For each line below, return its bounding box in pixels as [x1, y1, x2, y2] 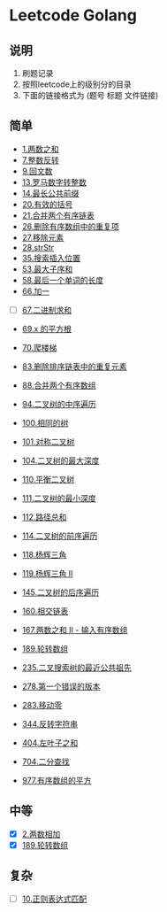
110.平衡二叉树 [21, 474, 75, 484]
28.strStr [21, 242, 55, 252]
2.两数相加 [21, 829, 61, 839]
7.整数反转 [21, 154, 60, 165]
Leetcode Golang [9, 5, 137, 26]
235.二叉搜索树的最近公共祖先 [21, 661, 132, 673]
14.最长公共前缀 [21, 188, 80, 198]
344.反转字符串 [21, 718, 79, 729]
